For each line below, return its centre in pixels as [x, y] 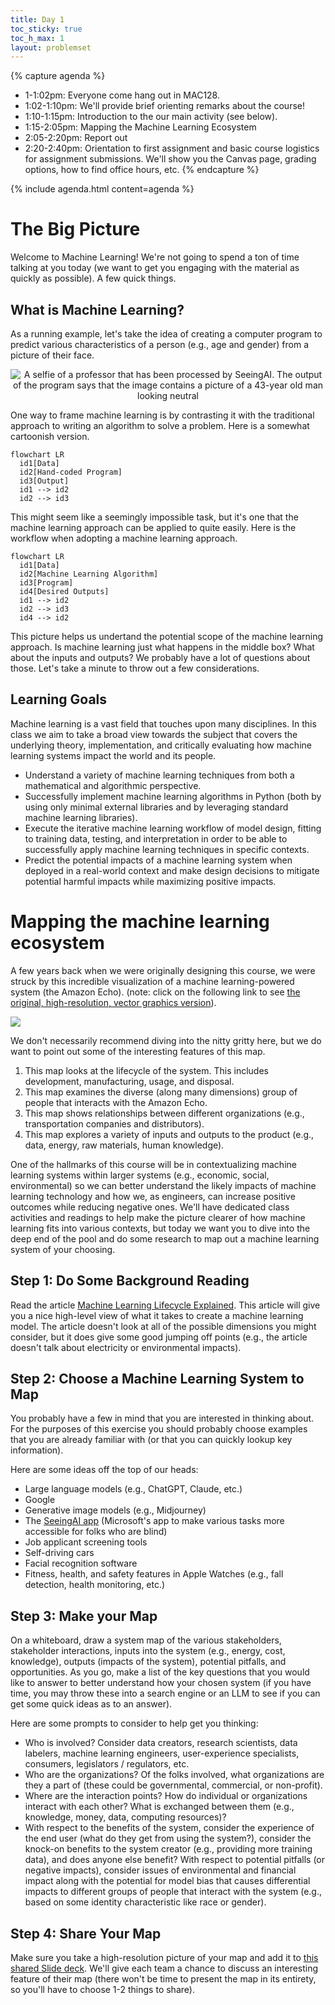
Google [40, 1500]
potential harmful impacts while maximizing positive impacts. [150, 881]
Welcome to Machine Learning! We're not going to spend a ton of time [155, 257]
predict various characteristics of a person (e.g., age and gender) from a [160, 344]
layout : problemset [51, 47]
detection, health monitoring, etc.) [95, 1585]
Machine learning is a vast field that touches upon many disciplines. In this [163, 723]
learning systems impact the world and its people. [113, 755]
